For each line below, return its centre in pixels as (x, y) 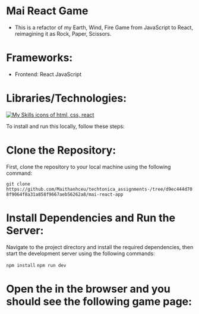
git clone (18, 184)
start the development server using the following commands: (81, 253)
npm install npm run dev (36, 265)
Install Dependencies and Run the (91, 218)
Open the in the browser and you (89, 289)
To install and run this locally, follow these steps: (65, 126)
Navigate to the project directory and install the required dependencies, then (100, 247)
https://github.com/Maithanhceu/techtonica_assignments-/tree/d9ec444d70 (99, 189)
